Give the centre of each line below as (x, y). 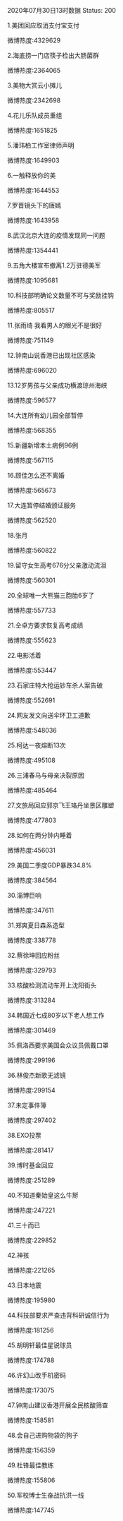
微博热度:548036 (32, 730)
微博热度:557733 (32, 610)
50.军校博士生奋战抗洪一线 (46, 1495)
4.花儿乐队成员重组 (35, 115)
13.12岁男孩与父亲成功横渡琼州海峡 (57, 385)
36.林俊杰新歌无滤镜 (37, 1075)
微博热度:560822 (32, 550)
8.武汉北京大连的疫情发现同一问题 (56, 235)
